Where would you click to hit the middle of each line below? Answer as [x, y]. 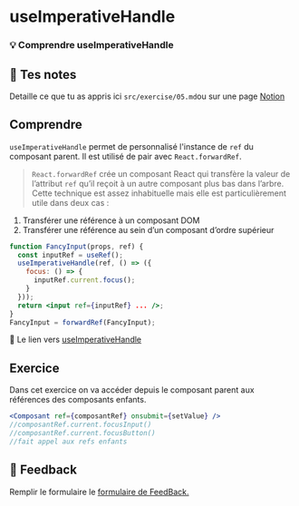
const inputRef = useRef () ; [71, 255]
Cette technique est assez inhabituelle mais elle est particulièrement [159, 193]
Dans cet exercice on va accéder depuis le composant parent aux [132, 390]
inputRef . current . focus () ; [84, 280]
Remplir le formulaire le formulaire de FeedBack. [99, 491]
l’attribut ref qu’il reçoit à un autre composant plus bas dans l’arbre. [158, 183]
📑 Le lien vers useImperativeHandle [76, 340]
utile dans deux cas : [70, 202]
